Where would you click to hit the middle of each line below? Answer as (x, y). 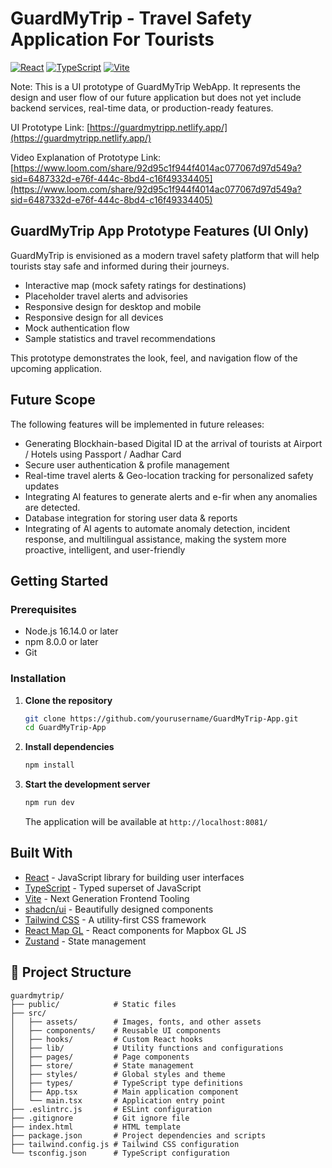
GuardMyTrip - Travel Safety (131, 18)
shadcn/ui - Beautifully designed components (119, 909)
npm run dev (49, 803)
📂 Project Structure (71, 972)
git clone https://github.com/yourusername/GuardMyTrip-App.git (161, 718)
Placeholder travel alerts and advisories (106, 296)
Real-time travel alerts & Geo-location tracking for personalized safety (169, 475)
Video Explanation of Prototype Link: (86, 157)
